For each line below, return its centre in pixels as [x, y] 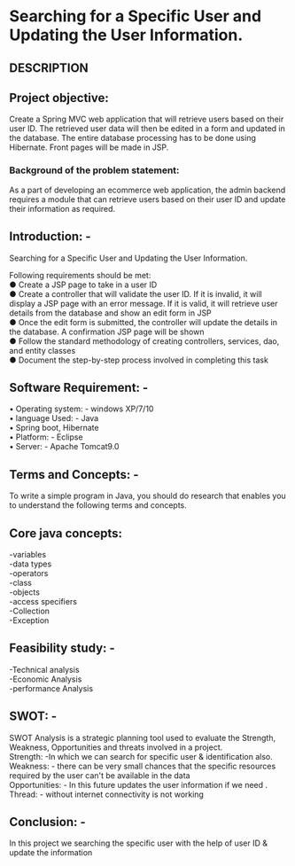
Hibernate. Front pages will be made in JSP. [89, 147]
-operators [29, 573]
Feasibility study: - [62, 648]
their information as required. [62, 208]
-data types [31, 564]
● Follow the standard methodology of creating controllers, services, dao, [144, 341]
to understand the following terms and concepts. [98, 505]
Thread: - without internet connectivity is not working [106, 794]
